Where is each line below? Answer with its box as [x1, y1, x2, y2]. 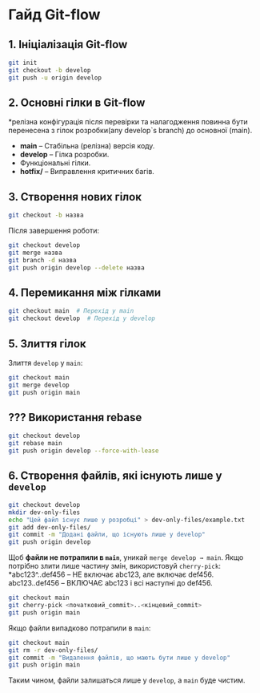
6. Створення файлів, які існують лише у [8, 469, 222, 483]
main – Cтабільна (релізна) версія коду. [19, 141, 155, 151]
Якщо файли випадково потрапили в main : [8, 623, 151, 633]
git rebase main [8, 440, 62, 448]
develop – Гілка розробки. [19, 150, 110, 160]
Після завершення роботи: [8, 226, 100, 236]
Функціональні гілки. [19, 158, 91, 168]
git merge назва [8, 249, 62, 257]
